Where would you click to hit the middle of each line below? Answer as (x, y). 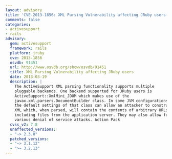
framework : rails (28, 48)
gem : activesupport (31, 44)
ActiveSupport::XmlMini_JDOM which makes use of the (72, 96)
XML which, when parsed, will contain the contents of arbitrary (86, 110)
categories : (18, 24)
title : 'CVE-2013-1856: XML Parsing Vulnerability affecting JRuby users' (87, 15)
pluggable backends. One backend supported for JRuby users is (83, 91)
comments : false (23, 19)
